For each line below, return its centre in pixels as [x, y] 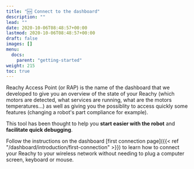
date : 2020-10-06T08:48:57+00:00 [47, 28]
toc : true [18, 71]
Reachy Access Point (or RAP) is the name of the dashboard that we [88, 87]
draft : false [22, 38]
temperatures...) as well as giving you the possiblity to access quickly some [97, 106]
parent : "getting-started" [49, 60]
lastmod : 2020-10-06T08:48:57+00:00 [51, 33]
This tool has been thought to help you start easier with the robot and [91, 124]
